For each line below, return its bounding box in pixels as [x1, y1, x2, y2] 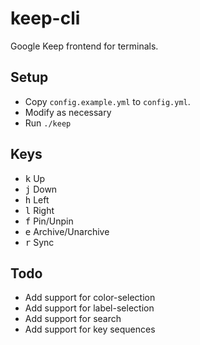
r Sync [24, 236, 55, 248]
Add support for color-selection [24, 292, 156, 304]
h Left [24, 193, 50, 206]
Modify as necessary [24, 106, 112, 118]
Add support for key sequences [24, 323, 156, 336]
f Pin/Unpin [24, 215, 74, 227]
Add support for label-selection [24, 302, 155, 314]
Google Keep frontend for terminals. [10, 40, 159, 52]
